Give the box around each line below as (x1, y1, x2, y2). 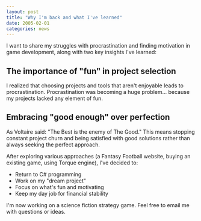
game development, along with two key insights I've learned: (6, 49, 156, 56)
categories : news (6, 25, 50, 32)
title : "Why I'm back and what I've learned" (6, 14, 122, 20)
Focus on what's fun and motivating (14, 183, 104, 190)
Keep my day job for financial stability (14, 190, 108, 197)
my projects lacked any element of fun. (6, 95, 104, 102)
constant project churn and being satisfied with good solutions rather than (6, 134, 191, 142)
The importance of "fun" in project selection (6, 66, 176, 76)
